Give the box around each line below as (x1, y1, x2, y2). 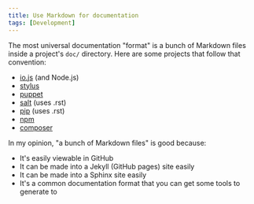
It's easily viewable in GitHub (19, 153, 114, 162)
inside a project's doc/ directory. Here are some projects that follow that (8, 49, 241, 58)
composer (19, 123, 53, 132)
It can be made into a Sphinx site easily (19, 170, 147, 180)
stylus (19, 80, 40, 91)
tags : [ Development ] (8, 19, 76, 27)
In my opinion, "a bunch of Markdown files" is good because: (8, 138, 207, 147)
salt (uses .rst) (19, 98, 67, 107)
